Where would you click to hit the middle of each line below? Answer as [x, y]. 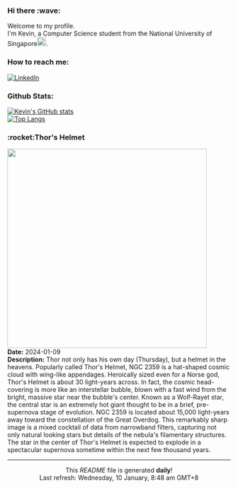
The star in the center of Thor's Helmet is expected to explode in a [104, 442]
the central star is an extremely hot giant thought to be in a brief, [101, 405]
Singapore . [28, 44]
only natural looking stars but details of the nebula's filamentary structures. [117, 435]
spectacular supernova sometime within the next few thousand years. [109, 450]
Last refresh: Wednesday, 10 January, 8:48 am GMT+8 [119, 478]
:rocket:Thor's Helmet [46, 137]
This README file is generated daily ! [119, 471]
